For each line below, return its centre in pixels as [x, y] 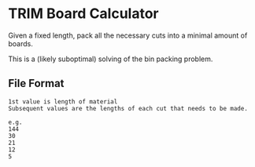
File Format [36, 83]
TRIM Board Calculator [83, 14]
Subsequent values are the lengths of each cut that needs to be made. [128, 108]
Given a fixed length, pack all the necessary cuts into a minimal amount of [128, 35]
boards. [20, 43]
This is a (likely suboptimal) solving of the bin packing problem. [111, 59]
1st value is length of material [63, 102]
